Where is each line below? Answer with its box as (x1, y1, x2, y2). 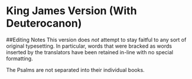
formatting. (6, 55, 34, 62)
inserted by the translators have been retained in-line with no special (6, 48, 173, 55)
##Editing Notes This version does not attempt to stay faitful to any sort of (6, 36, 187, 43)
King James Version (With (6, 4, 137, 18)
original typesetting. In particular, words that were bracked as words (6, 42, 173, 50)
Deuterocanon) (6, 17, 82, 30)
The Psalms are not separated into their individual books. (6, 66, 145, 73)
